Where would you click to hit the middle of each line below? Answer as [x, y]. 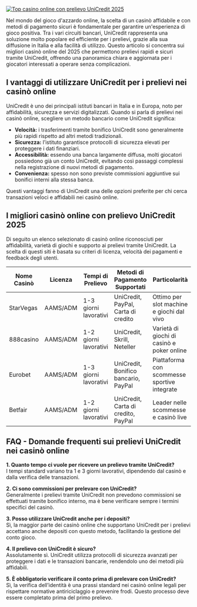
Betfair [18, 410]
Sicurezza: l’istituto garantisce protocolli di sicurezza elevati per [92, 142]
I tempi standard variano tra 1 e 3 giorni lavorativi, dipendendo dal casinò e [96, 471]
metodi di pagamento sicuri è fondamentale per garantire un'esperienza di [96, 27]
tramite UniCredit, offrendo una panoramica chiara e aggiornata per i [89, 58]
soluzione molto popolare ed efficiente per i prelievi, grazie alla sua [87, 39]
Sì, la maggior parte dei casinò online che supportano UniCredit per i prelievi [98, 525]
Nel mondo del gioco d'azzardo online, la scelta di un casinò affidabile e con [98, 20]
